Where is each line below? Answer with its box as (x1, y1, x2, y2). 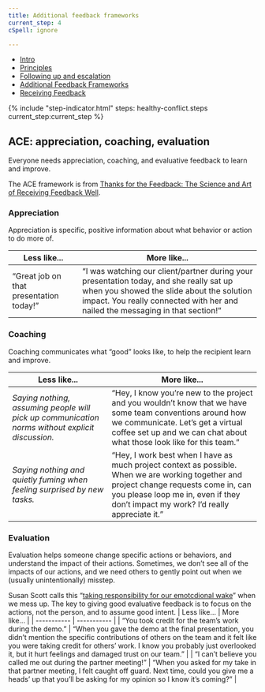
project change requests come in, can (111, 479, 252, 490)
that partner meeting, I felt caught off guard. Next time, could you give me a (8, 666, 254, 675)
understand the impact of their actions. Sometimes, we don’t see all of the (8, 559, 248, 568)
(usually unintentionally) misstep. (8, 575, 116, 585)
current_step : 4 (8, 19, 62, 27)
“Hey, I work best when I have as (111, 449, 233, 460)
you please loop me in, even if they (111, 488, 241, 499)
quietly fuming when (12, 474, 88, 485)
